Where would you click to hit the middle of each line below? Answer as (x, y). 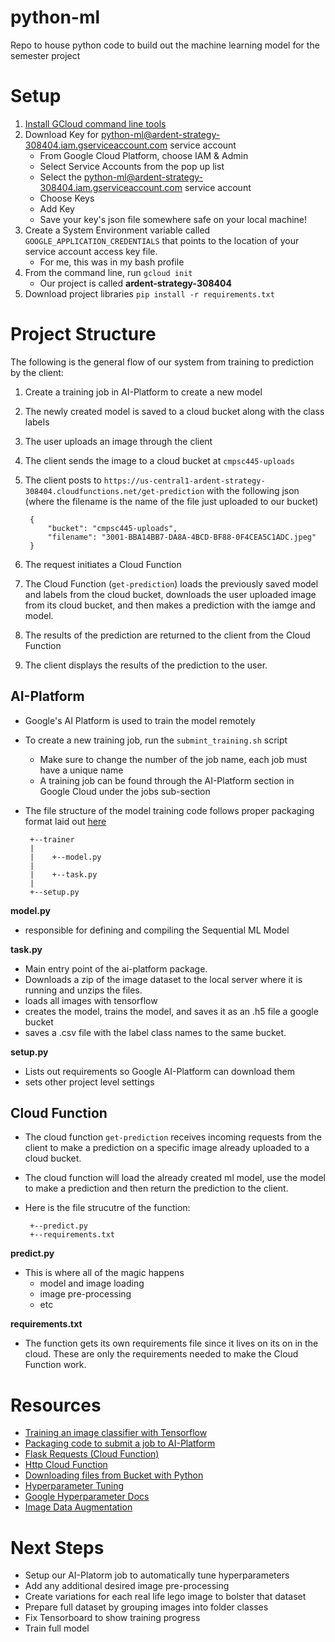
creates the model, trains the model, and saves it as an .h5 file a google (171, 1011)
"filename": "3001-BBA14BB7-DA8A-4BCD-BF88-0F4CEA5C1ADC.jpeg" (182, 537)
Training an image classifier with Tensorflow (116, 1433)
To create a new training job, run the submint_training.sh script (156, 740)
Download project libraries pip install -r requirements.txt (149, 293)
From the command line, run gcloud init (108, 272)
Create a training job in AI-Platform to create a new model (143, 392)
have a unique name (81, 770)
